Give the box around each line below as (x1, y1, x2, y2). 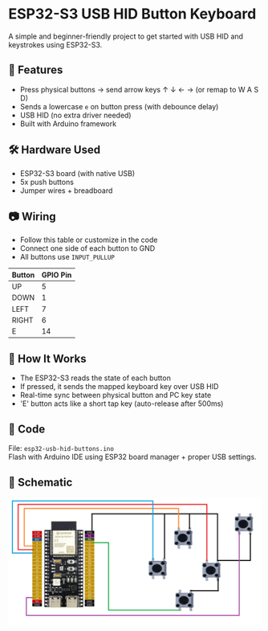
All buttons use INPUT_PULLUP (19, 252, 115, 262)
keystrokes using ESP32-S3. (8, 39, 103, 49)
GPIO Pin (41, 270, 72, 280)
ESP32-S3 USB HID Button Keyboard (8, 5, 257, 23)
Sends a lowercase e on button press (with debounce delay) (19, 101, 219, 111)
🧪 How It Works (8, 352, 87, 366)
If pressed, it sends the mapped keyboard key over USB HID (19, 382, 219, 391)
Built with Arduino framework (19, 118, 117, 129)
